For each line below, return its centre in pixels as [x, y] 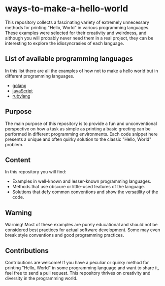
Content [18, 160]
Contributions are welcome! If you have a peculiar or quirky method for [77, 263]
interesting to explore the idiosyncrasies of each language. [65, 43]
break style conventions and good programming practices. [65, 235]
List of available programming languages [69, 59]
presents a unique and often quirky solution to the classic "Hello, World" [78, 139]
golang [19, 85]
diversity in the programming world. [41, 278]
